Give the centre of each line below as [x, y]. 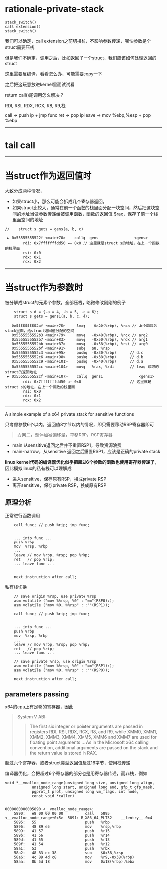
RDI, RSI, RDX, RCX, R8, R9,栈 [36, 105]
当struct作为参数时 [44, 288]
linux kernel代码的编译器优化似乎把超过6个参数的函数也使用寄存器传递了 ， [82, 462]
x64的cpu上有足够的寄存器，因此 [39, 707]
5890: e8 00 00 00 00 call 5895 [62, 814]
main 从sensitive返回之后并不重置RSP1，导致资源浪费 [67, 445]
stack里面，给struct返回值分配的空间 [40, 331]
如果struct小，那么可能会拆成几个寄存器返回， [60, 201]
